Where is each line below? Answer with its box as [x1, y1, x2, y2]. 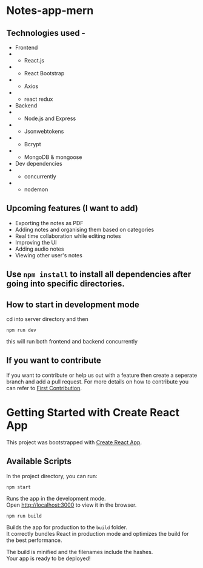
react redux [24, 95, 53, 103]
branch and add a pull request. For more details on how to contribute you [6, 377, 189, 385]
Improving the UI [15, 238, 57, 246]
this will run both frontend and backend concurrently [6, 338, 138, 345]
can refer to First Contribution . [6, 384, 82, 391]
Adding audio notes [15, 245, 64, 252]
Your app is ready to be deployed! [6, 555, 91, 562]
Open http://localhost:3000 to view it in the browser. [6, 501, 137, 509]
